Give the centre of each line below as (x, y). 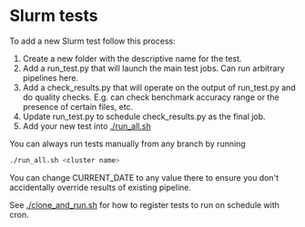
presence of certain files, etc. (78, 106)
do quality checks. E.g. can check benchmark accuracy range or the (151, 97)
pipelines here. (51, 77)
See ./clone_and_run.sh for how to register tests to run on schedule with (145, 204)
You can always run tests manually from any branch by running (127, 143)
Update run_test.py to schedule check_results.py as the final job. (144, 116)
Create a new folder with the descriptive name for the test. (132, 58)
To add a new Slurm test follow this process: (92, 41)
